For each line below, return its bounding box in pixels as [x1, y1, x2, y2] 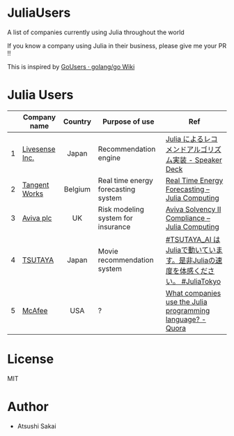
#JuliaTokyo [181, 276, 221, 286]
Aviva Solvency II [165, 204, 221, 214]
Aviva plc [22, 213, 52, 223]
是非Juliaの [178, 255, 216, 265]
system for [97, 213, 134, 223]
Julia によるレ [165, 134, 211, 144]
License [7, 351, 54, 368]
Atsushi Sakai [17, 421, 57, 430]
